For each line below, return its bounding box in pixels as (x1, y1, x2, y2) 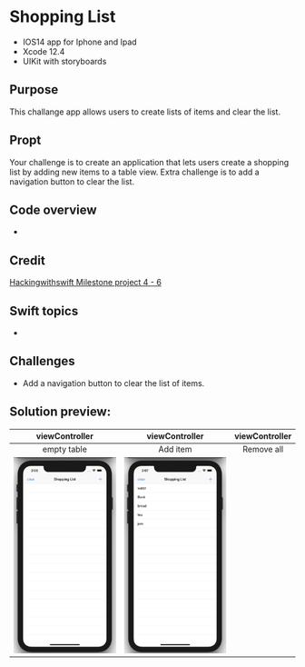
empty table (42, 443, 88, 455)
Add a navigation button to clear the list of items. (22, 377, 205, 388)
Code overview (9, 202, 97, 217)
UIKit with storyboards (22, 55, 107, 66)
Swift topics (9, 303, 79, 319)
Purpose (9, 82, 59, 97)
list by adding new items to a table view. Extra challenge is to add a (9, 166, 261, 177)
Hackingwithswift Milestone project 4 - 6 (9, 277, 162, 288)
